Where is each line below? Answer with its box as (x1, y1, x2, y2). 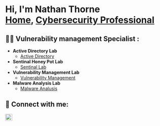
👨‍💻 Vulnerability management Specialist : (5, 34, 140, 43)
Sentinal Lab (20, 64, 47, 70)
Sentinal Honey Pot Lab (12, 59, 63, 64)
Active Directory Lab (12, 48, 57, 54)
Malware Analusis (20, 86, 57, 92)
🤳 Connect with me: (5, 100, 69, 109)
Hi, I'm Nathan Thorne (5, 4, 100, 15)
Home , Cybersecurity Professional (5, 14, 155, 26)
